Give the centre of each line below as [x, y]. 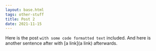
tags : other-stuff [25, 14]
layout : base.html [25, 10]
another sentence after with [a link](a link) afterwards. [61, 43]
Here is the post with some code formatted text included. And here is [78, 38]
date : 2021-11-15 [24, 24]
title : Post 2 [20, 19]
